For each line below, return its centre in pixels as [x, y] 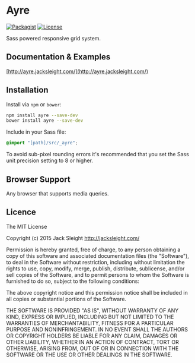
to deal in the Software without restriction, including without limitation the [95, 262]
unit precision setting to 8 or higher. [50, 160]
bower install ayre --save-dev [45, 121]
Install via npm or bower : [34, 104]
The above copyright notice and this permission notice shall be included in [97, 292]
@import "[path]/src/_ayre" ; [42, 143]
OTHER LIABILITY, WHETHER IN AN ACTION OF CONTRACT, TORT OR [92, 342]
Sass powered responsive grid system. [54, 38]
